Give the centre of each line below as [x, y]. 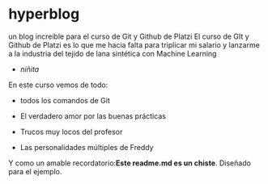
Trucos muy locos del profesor [71, 132]
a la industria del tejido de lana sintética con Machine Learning [113, 53]
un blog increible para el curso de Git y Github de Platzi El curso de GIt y [129, 36]
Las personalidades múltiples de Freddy [87, 147]
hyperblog [44, 14]
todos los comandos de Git [65, 100]
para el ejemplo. [35, 171]
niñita [30, 69]
